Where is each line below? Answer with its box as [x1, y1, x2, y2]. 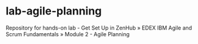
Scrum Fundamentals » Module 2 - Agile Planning [5, 30, 130, 37]
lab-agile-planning [5, 4, 102, 18]
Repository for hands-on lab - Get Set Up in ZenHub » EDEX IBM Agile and [5, 24, 193, 31]
